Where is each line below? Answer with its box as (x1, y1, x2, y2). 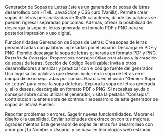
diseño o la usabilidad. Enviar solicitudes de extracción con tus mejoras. (5, 117, 151, 122)
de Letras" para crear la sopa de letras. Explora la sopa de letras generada (5, 81, 156, 87)
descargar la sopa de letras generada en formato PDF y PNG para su (5, 25, 144, 31)
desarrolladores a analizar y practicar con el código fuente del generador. (5, 65, 154, 71)
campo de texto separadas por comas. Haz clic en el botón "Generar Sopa (5, 76, 156, 81)
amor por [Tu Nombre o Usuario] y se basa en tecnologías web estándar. (5, 127, 152, 132)
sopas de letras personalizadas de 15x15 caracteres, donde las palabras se (5, 15, 156, 20)
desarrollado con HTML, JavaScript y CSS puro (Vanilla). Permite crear (5, 9, 148, 15)
